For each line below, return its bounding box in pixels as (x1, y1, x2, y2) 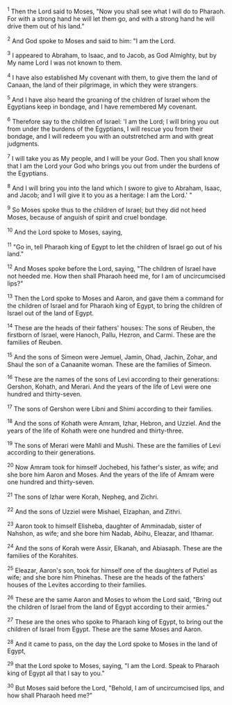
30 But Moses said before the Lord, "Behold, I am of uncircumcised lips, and (7, 683, 224, 692)
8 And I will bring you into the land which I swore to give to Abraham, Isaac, (7, 183, 222, 192)
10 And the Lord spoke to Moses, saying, (7, 226, 123, 236)
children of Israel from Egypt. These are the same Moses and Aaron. (7, 625, 203, 633)
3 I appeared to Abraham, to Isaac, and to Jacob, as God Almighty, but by (7, 50, 217, 59)
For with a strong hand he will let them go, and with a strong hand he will (7, 14, 215, 23)
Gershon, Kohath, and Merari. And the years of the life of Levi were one (7, 382, 212, 391)
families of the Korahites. (7, 551, 78, 559)
